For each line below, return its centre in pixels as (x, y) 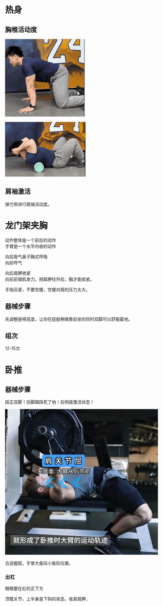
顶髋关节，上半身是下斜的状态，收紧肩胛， (48, 599)
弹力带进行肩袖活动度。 (28, 204)
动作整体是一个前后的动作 (31, 240)
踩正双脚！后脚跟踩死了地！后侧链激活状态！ (50, 402)
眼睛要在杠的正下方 (24, 588)
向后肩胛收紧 (18, 273)
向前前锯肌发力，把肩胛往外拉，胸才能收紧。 (50, 279)
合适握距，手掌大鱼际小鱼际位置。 (39, 563)
